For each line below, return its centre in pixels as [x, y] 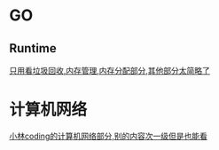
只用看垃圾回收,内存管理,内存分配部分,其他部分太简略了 [110, 71]
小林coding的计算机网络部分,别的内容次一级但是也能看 [109, 136]
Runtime [33, 48]
